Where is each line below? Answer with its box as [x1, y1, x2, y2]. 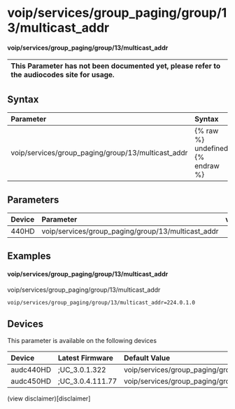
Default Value [123, 353, 170, 363]
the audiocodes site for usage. [10, 70, 115, 80]
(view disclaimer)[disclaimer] [7, 394, 91, 403]
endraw [194, 161, 220, 171]
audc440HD [10, 365, 51, 375]
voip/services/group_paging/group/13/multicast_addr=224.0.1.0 [7, 299, 196, 306]
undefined [194, 144, 229, 154]
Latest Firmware [57, 353, 114, 363]
